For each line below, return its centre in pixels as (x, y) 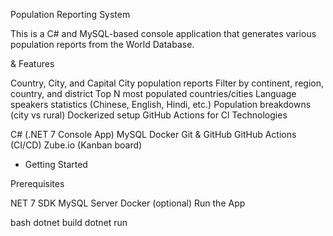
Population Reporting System (70, 14)
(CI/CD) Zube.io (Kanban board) (76, 145)
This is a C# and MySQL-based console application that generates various (163, 33)
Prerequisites (37, 183)
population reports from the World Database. (102, 44)
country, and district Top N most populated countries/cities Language (153, 93)
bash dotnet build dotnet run (69, 222)
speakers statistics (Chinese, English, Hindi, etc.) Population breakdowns (161, 104)
